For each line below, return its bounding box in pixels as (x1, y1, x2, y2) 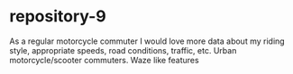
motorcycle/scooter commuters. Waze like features (9, 54, 200, 65)
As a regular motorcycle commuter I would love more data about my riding (9, 36, 286, 46)
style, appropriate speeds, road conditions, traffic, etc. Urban (9, 45, 237, 55)
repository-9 (9, 6, 106, 27)
